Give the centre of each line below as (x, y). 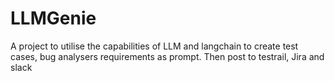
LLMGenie (53, 18)
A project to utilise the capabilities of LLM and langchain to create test (154, 46)
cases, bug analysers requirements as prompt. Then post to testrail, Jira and (167, 56)
